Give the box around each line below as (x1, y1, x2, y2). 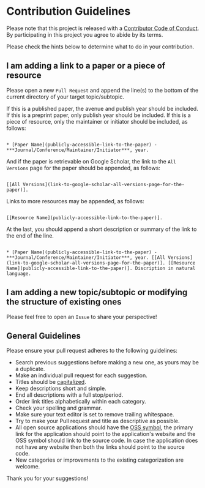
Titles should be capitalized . (15, 378, 87, 386)
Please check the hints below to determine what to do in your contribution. (6, 43, 195, 50)
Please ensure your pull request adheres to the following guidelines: (6, 347, 177, 355)
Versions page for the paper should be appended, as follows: (6, 164, 161, 171)
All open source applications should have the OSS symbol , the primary (15, 424, 193, 431)
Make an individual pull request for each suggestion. (15, 372, 148, 379)
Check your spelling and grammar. (15, 404, 102, 411)
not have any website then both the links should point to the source (15, 443, 185, 451)
